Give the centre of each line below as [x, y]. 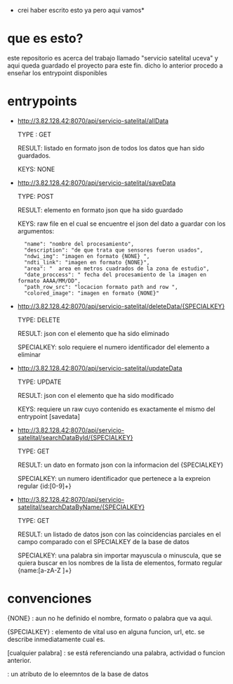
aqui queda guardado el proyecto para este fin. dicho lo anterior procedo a [115, 65]
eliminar [29, 354]
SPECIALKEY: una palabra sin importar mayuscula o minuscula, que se [119, 555]
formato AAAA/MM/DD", [49, 280]
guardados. [34, 155]
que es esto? [45, 39]
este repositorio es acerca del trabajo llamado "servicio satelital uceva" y [113, 58]
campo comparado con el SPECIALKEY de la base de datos [103, 541]
